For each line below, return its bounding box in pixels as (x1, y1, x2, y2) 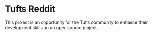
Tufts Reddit (5, 3, 56, 15)
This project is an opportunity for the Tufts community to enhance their (5, 19, 148, 25)
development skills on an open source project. (5, 24, 98, 30)
